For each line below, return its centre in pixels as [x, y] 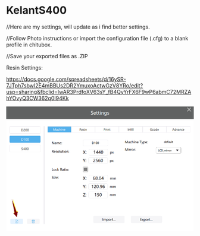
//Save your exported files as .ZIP [47, 56]
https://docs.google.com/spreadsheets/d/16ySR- [66, 79]
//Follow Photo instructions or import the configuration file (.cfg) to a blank [97, 38]
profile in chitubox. [29, 45]
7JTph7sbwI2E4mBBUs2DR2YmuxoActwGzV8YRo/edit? [75, 85]
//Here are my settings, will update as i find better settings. [78, 27]
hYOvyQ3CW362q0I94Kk [37, 98]
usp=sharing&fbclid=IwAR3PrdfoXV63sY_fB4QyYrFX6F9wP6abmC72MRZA [99, 92]
